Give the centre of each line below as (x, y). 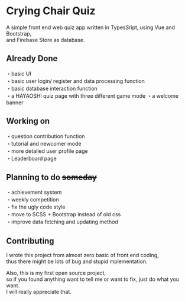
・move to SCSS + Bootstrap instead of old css (64, 214)
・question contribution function (46, 136)
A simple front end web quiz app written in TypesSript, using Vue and (91, 27)
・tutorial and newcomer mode (44, 143)
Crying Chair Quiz (51, 11)
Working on (28, 121)
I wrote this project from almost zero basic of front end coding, (82, 255)
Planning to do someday (52, 177)
